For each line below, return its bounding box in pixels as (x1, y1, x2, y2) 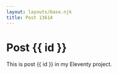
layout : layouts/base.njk (6, 8, 72, 15)
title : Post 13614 (6, 15, 53, 21)
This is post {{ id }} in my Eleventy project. (6, 61, 113, 68)
